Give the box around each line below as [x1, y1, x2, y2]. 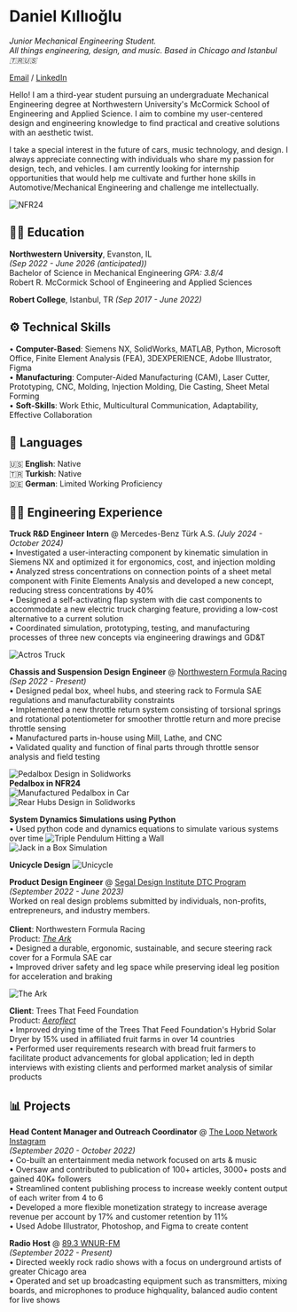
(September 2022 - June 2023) [9, 886, 124, 897]
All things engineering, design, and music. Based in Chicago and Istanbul [9, 44, 277, 55]
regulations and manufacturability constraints [9, 695, 176, 706]
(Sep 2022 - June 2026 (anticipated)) [9, 257, 148, 268]
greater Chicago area [9, 1267, 87, 1276]
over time [9, 833, 44, 844]
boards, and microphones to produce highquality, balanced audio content [9, 1285, 277, 1295]
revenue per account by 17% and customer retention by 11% [9, 1212, 229, 1221]
